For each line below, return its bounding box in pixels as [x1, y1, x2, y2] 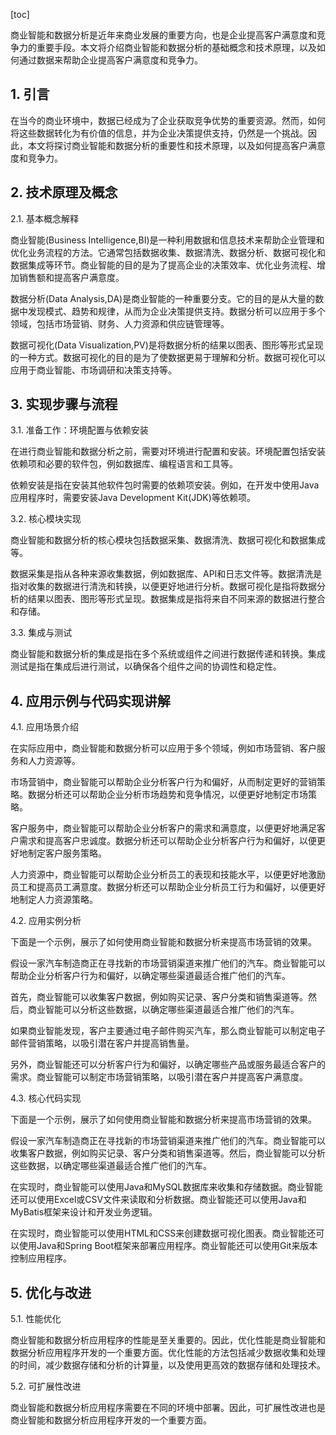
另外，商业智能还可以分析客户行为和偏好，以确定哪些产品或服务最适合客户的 [10, 1059, 326, 1071]
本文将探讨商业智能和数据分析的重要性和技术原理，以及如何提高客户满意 [27, 139, 326, 151]
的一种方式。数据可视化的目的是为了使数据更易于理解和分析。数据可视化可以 [10, 351, 326, 363]
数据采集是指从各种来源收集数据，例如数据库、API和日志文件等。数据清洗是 [10, 568, 323, 580]
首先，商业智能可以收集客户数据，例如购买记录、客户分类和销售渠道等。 [10, 991, 308, 1003]
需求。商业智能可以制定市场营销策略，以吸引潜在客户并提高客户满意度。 [10, 1071, 308, 1083]
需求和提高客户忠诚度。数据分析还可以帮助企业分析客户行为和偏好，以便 [18, 835, 317, 847]
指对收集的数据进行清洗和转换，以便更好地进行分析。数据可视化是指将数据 [10, 580, 317, 593]
